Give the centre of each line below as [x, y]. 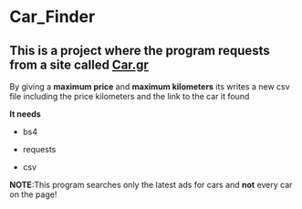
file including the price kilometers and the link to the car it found [130, 96]
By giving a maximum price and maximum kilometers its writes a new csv [150, 87]
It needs [25, 114]
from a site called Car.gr [79, 64]
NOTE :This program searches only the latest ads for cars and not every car [151, 185]
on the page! [33, 194]
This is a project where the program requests [140, 51]
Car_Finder [52, 17]
